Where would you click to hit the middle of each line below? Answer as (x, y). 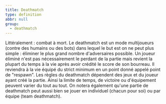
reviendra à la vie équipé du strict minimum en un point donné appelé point (83, 70)
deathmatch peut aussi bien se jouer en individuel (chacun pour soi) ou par (83, 91)
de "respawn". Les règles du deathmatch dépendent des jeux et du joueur (82, 75)
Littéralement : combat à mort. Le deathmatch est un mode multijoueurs (80, 43)
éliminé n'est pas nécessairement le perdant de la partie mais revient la (79, 59)
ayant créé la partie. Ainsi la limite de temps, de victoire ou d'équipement (81, 80)
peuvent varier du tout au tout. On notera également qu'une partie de (77, 85)
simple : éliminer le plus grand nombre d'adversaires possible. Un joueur (80, 54)
